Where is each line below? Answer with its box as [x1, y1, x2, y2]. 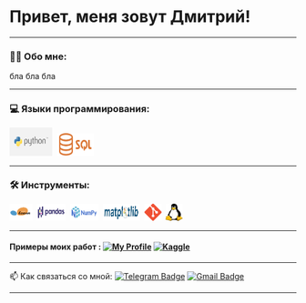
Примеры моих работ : [9, 241, 102, 252]
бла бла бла [9, 71, 56, 82]
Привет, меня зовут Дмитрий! [9, 6, 251, 27]
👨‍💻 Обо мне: [9, 50, 67, 63]
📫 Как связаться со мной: [9, 271, 113, 282]
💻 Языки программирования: [9, 103, 150, 116]
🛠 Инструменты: [9, 179, 90, 192]
